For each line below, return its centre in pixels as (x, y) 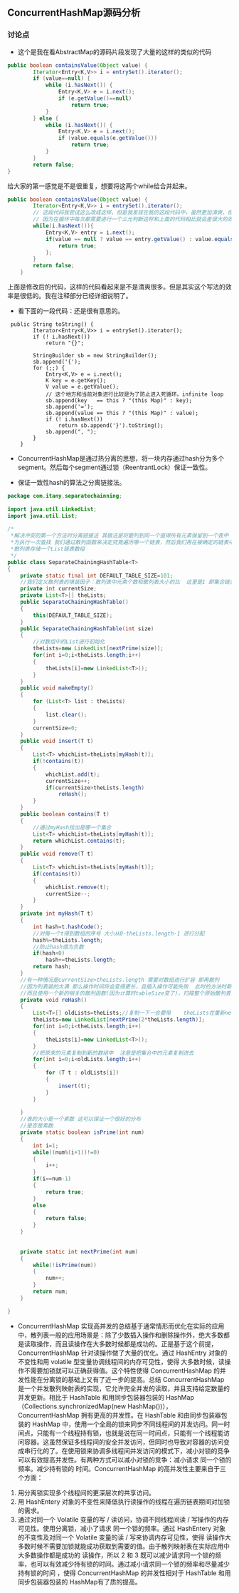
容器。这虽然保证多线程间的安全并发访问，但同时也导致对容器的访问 (124, 1442)
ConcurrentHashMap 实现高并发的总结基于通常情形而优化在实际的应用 (121, 1326)
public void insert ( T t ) (57, 741)
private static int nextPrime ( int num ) (79, 1251)
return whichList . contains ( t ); (79, 841)
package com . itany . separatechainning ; (65, 496)
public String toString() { (52, 324)
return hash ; (52, 967)
